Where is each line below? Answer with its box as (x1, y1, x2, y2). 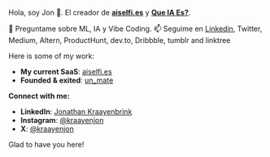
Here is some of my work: (8, 51, 95, 61)
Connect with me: (8, 91, 71, 100)
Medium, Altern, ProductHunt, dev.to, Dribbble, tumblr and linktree (8, 36, 231, 45)
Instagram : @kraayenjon (20, 116, 104, 125)
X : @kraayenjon (20, 124, 75, 134)
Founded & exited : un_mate (20, 75, 114, 85)
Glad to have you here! (8, 140, 85, 149)
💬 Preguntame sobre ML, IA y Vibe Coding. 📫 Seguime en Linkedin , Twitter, (8, 24, 263, 33)
